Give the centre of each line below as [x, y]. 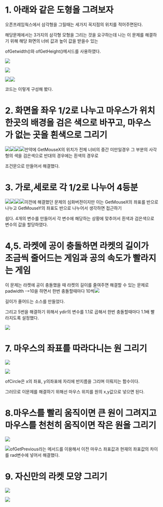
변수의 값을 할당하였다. [27, 224]
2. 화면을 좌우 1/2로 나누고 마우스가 [71, 111]
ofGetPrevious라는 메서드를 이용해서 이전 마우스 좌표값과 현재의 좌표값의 [80, 449]
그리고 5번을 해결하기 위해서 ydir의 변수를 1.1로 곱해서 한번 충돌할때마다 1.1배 [77, 312]
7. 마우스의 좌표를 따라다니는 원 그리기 [76, 348]
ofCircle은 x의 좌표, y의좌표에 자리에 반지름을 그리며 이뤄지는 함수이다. [72, 381]
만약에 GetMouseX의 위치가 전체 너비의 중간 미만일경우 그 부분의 [86, 149]
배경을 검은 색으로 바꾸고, [78, 123]
